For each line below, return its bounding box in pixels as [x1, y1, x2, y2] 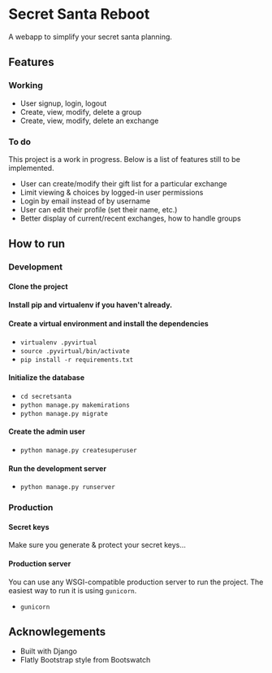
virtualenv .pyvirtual [19, 339, 97, 347]
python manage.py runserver [19, 483, 115, 492]
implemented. [8, 163, 54, 173]
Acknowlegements [8, 624, 106, 639]
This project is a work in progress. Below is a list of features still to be [8, 154, 241, 164]
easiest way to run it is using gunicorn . [8, 585, 137, 595]
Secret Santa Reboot [8, 5, 150, 24]
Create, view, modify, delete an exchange [19, 116, 159, 125]
